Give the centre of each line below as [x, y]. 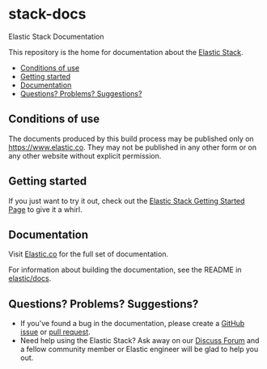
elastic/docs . [30, 278]
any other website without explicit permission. [85, 155]
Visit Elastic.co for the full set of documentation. [88, 254]
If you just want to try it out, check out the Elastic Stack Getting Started [127, 201]
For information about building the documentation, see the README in [125, 270]
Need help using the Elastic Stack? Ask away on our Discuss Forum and [140, 341]
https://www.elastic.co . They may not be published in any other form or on [133, 147]
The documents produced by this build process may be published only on [131, 138]
